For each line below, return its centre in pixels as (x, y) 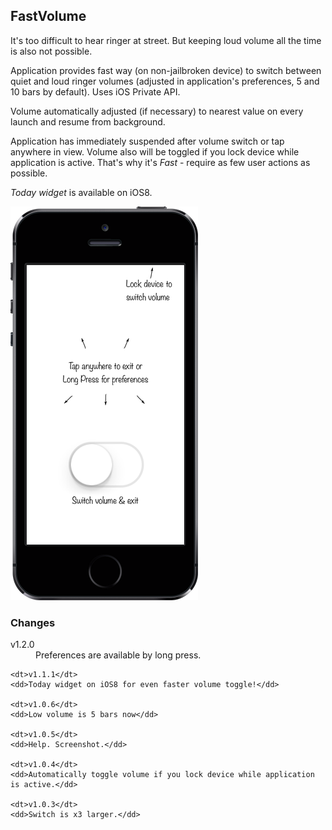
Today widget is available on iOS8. (81, 192)
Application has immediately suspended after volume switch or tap (147, 141)
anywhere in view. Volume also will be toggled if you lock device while (155, 151)
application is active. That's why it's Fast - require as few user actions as (160, 162)
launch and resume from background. (88, 121)
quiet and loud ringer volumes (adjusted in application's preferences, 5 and (165, 81)
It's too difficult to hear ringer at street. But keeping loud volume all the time (166, 40)
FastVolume (48, 16)
